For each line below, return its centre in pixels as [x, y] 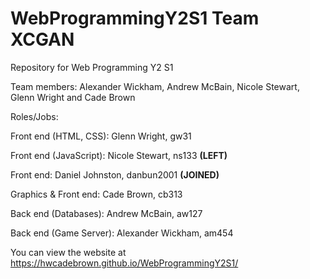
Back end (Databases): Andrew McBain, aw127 [106, 213]
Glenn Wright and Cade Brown [73, 97]
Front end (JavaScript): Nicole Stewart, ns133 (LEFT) [119, 155]
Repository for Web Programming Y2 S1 [92, 67]
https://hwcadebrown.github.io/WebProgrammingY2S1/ [124, 263]
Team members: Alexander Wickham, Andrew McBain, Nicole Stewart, [155, 86]
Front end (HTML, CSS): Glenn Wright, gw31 [101, 136]
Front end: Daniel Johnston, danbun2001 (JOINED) [115, 174]
